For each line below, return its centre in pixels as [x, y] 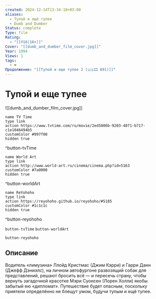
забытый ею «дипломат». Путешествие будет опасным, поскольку [76, 286]
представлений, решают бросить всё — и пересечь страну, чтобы [76, 275]
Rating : [13, 38]
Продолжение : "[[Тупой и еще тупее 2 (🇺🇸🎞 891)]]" [60, 70]
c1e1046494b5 [19, 130]
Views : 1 [14, 56]
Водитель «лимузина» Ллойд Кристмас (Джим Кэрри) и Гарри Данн [78, 265]
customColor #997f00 [27, 134]
